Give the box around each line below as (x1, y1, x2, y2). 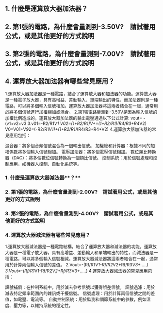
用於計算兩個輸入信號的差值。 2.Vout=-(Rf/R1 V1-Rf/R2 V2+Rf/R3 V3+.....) (5, 262, 149, 268)
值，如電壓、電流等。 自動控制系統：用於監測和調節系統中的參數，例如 (5, 296, 147, 302)
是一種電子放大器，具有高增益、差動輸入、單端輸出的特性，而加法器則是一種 (5, 97, 158, 103)
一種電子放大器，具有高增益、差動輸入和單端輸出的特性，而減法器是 (17, 250, 154, 256)
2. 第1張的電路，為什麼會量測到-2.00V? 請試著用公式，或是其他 (5, 189, 158, 195)
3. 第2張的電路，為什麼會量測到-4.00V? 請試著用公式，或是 (5, 210, 149, 217)
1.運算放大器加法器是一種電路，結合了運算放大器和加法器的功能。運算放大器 (5, 90, 157, 96)
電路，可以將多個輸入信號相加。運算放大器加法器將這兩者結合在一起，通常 (5, 103, 154, 108)
